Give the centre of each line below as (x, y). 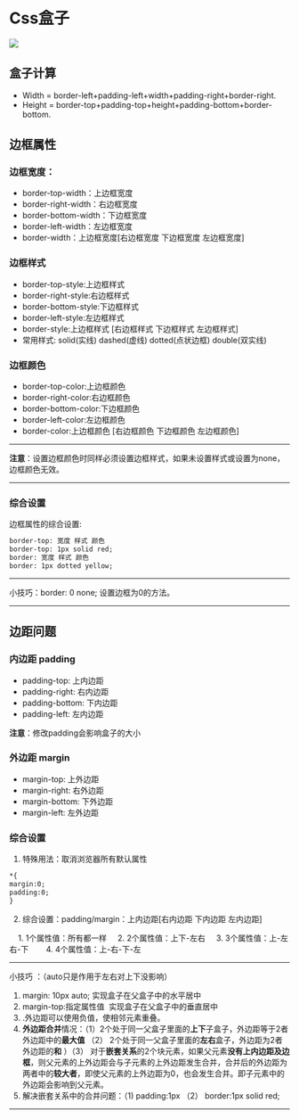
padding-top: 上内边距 (63, 680)
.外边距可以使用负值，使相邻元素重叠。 (93, 1017)
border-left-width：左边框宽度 (77, 226)
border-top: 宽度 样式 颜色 (57, 541)
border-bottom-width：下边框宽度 (85, 216)
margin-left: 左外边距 (61, 812)
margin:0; (28, 884)
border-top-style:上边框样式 (73, 284)
